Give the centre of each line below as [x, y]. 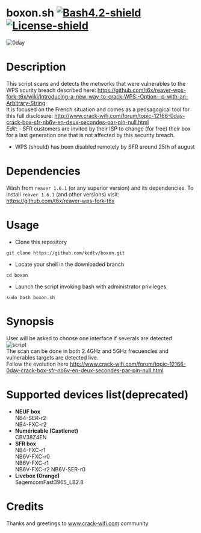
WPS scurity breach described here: [51, 90]
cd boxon [17, 275]
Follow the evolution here [38, 364]
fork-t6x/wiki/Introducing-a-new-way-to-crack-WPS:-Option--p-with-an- [97, 96]
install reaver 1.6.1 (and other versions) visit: [63, 194]
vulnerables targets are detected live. [52, 357]
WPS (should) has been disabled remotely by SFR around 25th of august [105, 147]
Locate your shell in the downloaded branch [70, 264]
